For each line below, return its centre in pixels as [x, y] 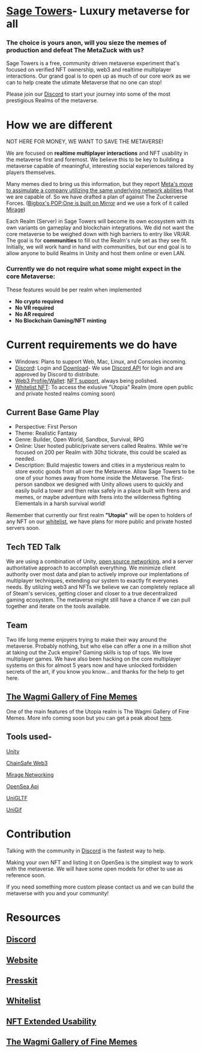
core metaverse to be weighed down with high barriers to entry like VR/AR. [99, 234]
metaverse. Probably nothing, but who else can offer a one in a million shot [99, 646]
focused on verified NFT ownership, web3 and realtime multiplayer [89, 70]
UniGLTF [17, 798]
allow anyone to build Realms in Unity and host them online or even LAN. [96, 253]
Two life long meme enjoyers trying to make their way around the [86, 640]
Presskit [22, 980]
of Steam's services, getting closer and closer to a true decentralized [92, 594]
